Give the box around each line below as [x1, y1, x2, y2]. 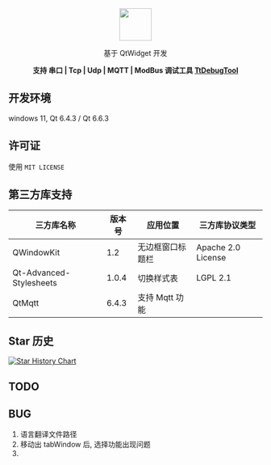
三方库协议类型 [198, 220, 256, 231]
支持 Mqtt [137, 292, 174, 303]
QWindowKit [12, 247, 60, 258]
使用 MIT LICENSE [8, 162, 65, 171]
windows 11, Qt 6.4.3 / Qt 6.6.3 [8, 113, 109, 123]
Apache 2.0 [196, 242, 241, 253]
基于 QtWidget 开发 [103, 49, 168, 57]
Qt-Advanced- [12, 267, 71, 278]
